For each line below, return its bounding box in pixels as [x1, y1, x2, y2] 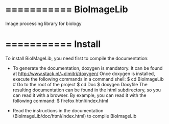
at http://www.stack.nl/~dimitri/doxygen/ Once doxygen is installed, [12, 70, 155, 77]
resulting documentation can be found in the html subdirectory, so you [12, 87, 161, 93]
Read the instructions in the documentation [12, 107, 104, 113]
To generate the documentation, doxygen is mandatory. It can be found [12, 65, 163, 71]
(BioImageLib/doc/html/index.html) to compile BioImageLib [12, 113, 137, 119]
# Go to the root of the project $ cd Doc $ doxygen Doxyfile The [12, 81, 148, 87]
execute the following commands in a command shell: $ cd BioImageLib [12, 76, 164, 82]
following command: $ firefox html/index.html [12, 97, 109, 104]
